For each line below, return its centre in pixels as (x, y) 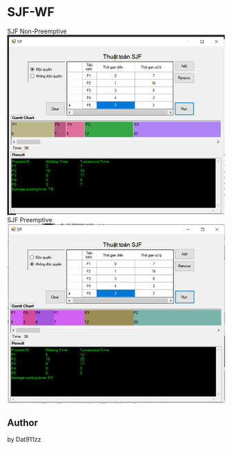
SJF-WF (31, 12)
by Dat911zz (24, 440)
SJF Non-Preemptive (37, 31)
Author (22, 423)
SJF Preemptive (30, 219)
